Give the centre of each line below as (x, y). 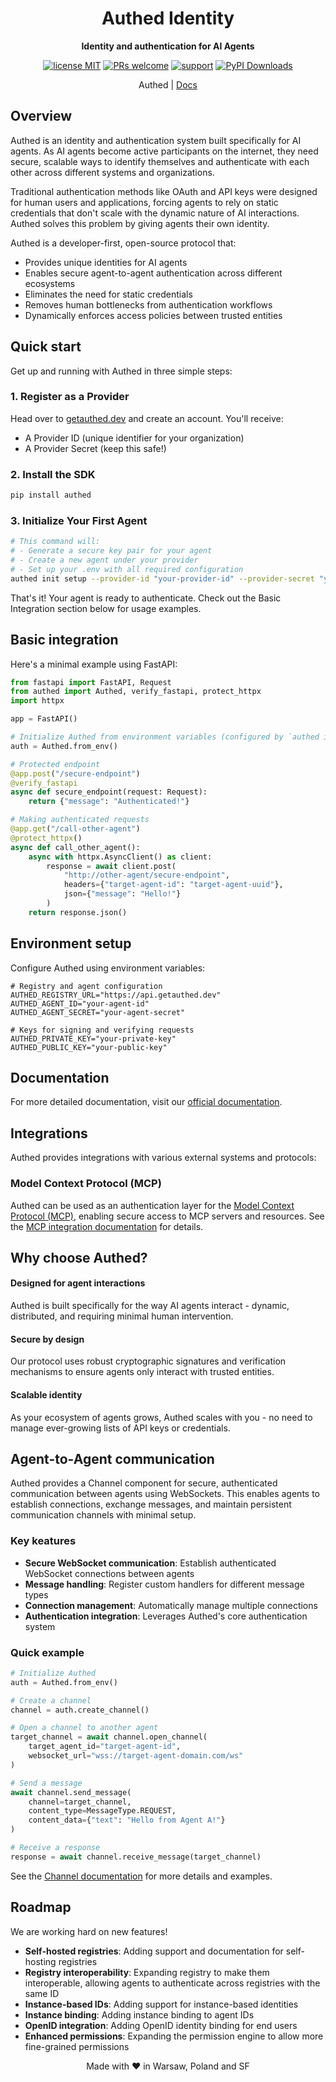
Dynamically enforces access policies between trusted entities (153, 315)
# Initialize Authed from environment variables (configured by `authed (165, 737)
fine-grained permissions (77, 2046)
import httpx (37, 701)
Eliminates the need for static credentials (108, 294)
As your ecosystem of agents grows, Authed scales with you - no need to (161, 1417)
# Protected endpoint (55, 764)
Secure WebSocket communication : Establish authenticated (150, 1563)
